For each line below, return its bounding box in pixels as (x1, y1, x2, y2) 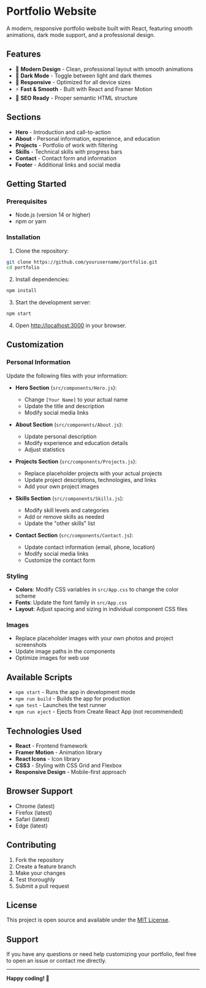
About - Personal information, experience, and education (15, 135, 161, 142)
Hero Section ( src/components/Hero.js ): (15, 384, 117, 391)
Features (6, 49, 41, 60)
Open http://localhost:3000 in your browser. (15, 322, 127, 330)
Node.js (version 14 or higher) (15, 211, 91, 219)
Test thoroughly (15, 875, 55, 883)
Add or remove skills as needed (24, 513, 104, 520)
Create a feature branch (15, 863, 76, 870)
